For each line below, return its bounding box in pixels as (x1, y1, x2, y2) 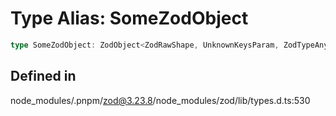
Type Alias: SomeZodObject (10, 7, 249, 30)
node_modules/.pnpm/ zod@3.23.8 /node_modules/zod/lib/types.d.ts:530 (10, 94, 311, 106)
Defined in (10, 68, 77, 85)
